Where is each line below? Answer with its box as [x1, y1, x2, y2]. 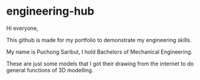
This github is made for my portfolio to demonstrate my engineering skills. [6, 36, 192, 43]
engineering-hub [6, 4, 95, 18]
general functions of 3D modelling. [6, 66, 93, 74]
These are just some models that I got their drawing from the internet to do [6, 60, 194, 67]
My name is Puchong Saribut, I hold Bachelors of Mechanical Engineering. [6, 48, 193, 56]
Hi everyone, [6, 24, 38, 32]
